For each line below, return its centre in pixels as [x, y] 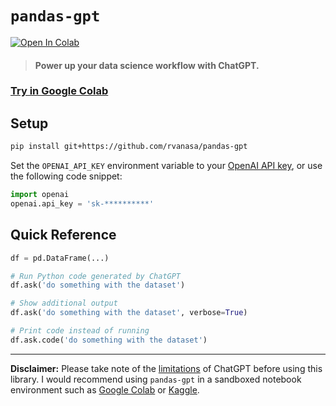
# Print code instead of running [80, 331]
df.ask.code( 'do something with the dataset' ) [109, 340]
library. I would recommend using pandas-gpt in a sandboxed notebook [156, 379]
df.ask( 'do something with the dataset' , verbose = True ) [129, 313]
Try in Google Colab [59, 91]
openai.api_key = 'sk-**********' [82, 204]
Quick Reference [63, 235]
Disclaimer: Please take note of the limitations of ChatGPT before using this [166, 368]
